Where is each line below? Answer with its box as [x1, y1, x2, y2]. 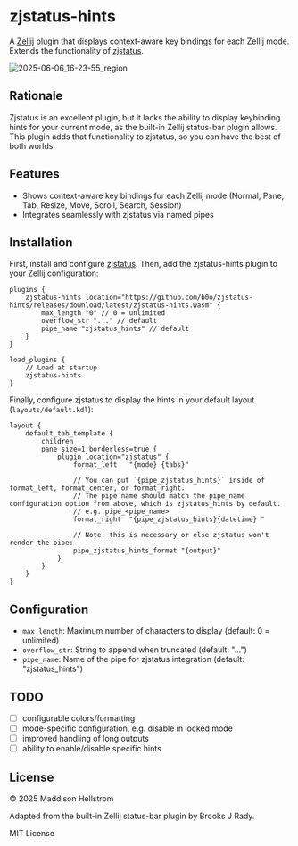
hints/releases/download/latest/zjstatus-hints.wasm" [9, 301, 214, 310]
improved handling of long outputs [21, 734, 150, 744]
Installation [9, 235, 73, 250]
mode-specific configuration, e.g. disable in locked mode [21, 723, 234, 734]
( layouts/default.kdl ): [9, 404, 94, 415]
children [41, 437, 74, 446]
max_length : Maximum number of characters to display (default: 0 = [21, 626, 270, 636]
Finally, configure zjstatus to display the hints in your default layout [9, 394, 255, 405]
